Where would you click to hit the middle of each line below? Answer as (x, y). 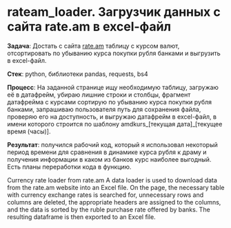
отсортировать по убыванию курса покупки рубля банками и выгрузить (114, 53)
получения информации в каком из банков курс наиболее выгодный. (109, 159)
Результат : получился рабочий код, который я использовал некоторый (113, 144)
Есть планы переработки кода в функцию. (69, 167)
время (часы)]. (29, 131)
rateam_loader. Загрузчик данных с (114, 12)
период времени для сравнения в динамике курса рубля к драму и (107, 152)
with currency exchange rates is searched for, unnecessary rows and (106, 195)
